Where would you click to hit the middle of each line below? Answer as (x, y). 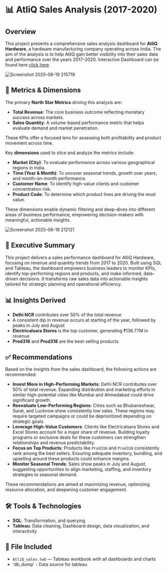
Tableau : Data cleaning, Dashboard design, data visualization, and (81, 526)
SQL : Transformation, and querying (49, 520)
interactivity (25, 531)
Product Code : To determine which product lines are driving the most (84, 194)
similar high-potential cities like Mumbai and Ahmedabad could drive (83, 395)
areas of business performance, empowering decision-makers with (74, 214)
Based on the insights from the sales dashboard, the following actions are (81, 369)
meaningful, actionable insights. (38, 220)
